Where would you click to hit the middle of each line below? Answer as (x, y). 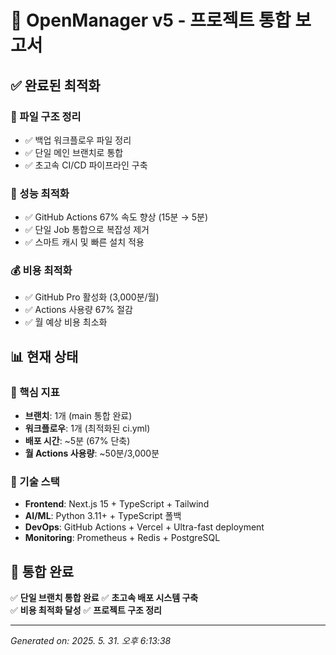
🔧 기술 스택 (35, 482)
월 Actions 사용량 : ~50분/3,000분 (92, 453)
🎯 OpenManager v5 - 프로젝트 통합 (151, 20)
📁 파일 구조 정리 (46, 116)
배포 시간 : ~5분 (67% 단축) (77, 441)
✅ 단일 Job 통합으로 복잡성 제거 (87, 230)
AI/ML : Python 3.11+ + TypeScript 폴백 (103, 516)
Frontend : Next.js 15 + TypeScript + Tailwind (117, 504)
